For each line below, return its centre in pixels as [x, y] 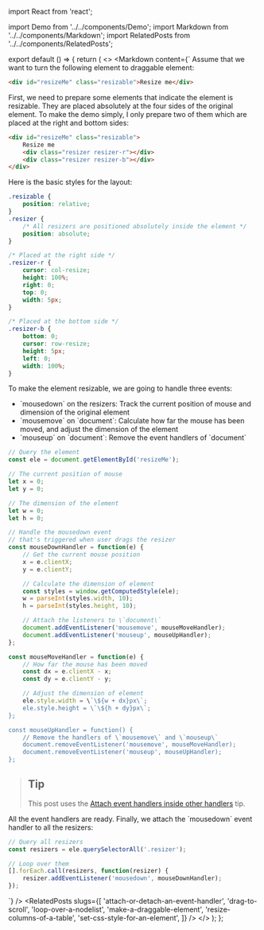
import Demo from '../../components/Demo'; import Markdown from [118, 27]
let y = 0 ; [26, 488]
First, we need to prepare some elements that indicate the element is [120, 97]
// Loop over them [39, 864]
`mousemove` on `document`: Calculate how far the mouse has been [132, 421]
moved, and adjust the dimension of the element [99, 430]
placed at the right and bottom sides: [69, 123]
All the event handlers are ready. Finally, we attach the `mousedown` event [130, 819]
